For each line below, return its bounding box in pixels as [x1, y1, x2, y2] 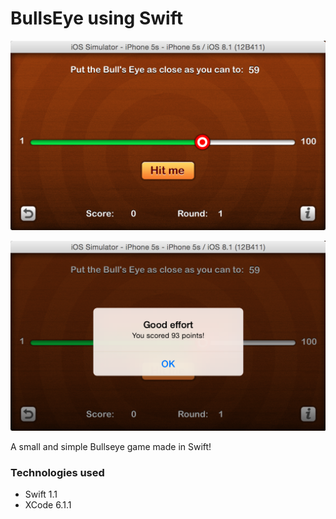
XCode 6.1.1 [24, 499, 72, 511]
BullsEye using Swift [10, 7, 183, 30]
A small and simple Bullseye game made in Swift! [10, 440, 212, 452]
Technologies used [10, 465, 105, 479]
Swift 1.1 [24, 488, 58, 501]
